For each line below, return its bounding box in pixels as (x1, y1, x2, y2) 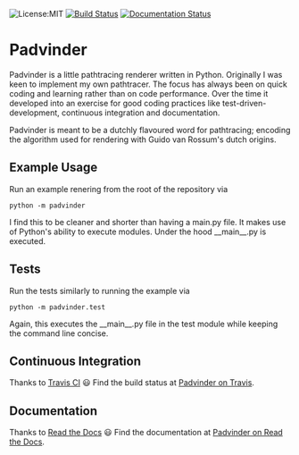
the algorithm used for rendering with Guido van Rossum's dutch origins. (9, 134, 277, 145)
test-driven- (221, 97, 267, 108)
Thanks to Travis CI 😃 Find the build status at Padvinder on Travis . (9, 377, 254, 388)
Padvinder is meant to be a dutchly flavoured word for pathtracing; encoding (9, 124, 291, 135)
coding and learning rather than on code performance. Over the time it (9, 88, 269, 98)
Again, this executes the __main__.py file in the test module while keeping (9, 318, 278, 329)
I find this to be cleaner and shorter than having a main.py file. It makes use (9, 216, 287, 227)
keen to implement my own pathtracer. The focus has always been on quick (9, 79, 287, 89)
